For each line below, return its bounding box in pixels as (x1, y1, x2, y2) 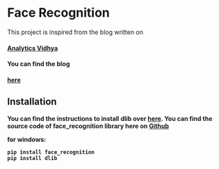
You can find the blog (7, 60, 70, 68)
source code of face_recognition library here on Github (7, 122, 169, 130)
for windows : (7, 135, 47, 143)
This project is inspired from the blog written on (7, 28, 144, 36)
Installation (7, 96, 57, 108)
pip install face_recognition (7, 148, 95, 156)
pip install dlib (7, 154, 58, 161)
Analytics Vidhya (7, 44, 58, 52)
